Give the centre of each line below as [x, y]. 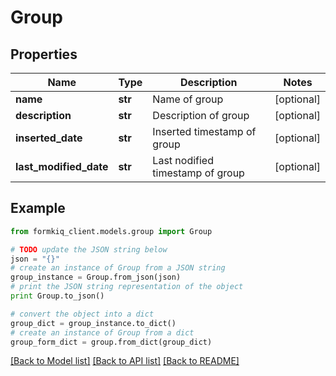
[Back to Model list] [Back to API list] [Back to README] [125, 361]
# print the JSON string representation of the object [127, 287]
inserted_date [49, 138]
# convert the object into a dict [82, 314]
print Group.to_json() [57, 296]
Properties [44, 54]
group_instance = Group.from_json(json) [96, 277]
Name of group [188, 99]
